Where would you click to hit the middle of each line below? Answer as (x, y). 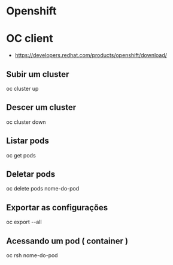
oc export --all (24, 222)
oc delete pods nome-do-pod (43, 189)
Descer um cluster (41, 107)
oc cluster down (26, 122)
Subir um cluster (38, 74)
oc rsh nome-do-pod (32, 255)
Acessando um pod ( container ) (67, 241)
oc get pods (21, 155)
